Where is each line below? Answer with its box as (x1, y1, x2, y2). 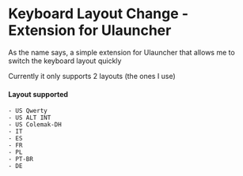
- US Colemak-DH (8, 121, 62, 129)
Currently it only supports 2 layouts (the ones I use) (8, 71, 176, 81)
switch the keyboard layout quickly (8, 56, 122, 66)
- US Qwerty (8, 107, 47, 115)
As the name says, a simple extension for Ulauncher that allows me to (8, 47, 235, 57)
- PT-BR (8, 155, 34, 163)
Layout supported (8, 89, 69, 99)
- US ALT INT (8, 114, 51, 122)
